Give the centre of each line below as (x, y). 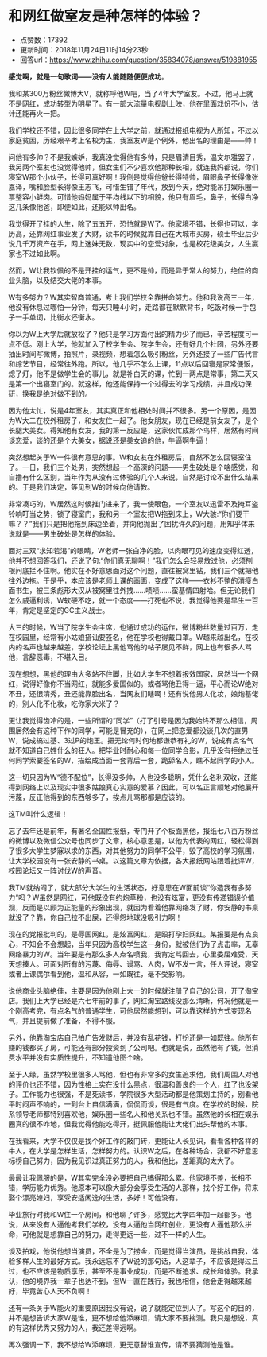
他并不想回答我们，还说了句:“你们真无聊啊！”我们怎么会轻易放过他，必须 (127, 560)
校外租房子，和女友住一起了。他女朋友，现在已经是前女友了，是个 (151, 420)
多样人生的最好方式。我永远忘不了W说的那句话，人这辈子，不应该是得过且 (137, 1261)
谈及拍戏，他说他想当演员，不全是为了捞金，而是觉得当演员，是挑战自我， (130, 1251)
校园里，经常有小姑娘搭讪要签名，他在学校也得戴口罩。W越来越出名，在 (133, 637)
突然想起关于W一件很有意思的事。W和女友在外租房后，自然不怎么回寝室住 (130, 457)
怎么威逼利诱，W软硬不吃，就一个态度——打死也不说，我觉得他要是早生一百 (133, 600)
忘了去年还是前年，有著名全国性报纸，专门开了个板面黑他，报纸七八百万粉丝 (133, 831)
